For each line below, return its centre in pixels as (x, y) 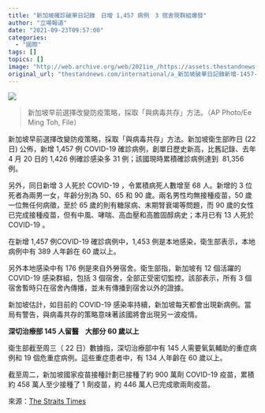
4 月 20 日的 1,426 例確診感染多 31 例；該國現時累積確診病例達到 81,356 (126, 158)
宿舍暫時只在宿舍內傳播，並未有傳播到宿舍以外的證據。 (98, 288)
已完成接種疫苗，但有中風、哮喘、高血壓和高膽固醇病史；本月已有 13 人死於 (131, 214)
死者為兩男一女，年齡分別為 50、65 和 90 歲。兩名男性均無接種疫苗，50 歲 (130, 195)
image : (19, 67)
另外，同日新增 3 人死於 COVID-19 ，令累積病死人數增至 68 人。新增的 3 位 (130, 185)
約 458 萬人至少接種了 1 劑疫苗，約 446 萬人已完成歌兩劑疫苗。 (112, 384)
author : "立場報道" (38, 23)
